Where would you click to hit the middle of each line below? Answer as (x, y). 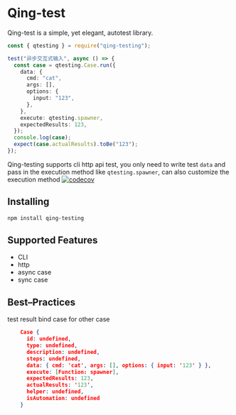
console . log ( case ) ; (43, 138)
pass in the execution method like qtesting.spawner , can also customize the (118, 172)
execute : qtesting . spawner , (61, 118)
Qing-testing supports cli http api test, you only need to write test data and (117, 164)
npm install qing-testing (45, 218)
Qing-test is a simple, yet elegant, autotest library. (80, 33)
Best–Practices (42, 302)
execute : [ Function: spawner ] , (73, 372)
